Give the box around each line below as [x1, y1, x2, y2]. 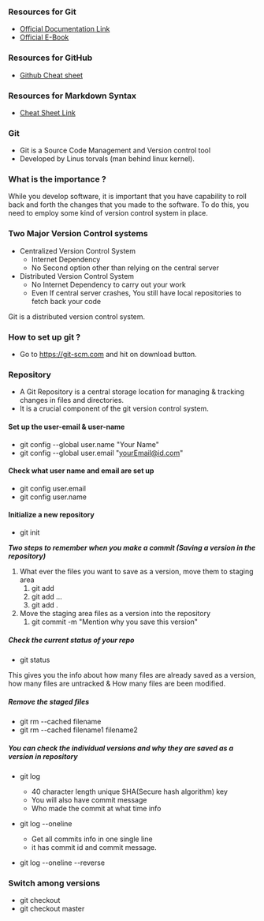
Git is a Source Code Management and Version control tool [19, 145, 211, 156]
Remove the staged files [8, 697, 90, 706]
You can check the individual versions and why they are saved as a [8, 743, 234, 753]
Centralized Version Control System [19, 246, 136, 255]
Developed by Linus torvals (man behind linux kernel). [19, 154, 195, 164]
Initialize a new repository [8, 510, 95, 520]
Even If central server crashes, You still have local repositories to [31, 288, 242, 298]
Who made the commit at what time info [31, 803, 162, 813]
